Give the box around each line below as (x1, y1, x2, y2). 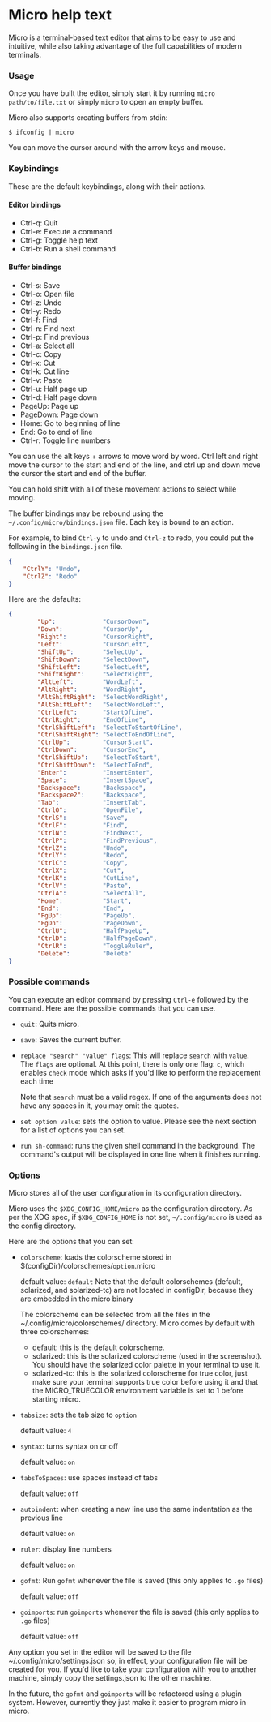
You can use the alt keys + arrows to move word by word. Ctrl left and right (8, 451, 259, 461)
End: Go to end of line (19, 427, 93, 436)
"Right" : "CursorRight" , (37, 633, 154, 642)
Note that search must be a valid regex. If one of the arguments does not (19, 1092, 262, 1101)
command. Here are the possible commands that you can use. (8, 1003, 216, 1013)
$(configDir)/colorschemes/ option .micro (19, 1261, 156, 1271)
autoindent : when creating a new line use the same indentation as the (19, 1505, 253, 1514)
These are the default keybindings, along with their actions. (8, 181, 206, 191)
